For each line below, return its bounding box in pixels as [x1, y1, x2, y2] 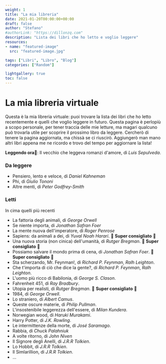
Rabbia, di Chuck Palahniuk [12, 328, 69, 334]
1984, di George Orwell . [12, 291, 60, 297]
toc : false [5, 76, 28, 81]
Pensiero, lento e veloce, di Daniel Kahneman [12, 173, 106, 179]
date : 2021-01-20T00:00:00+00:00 [5, 16, 74, 21]
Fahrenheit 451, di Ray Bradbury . [12, 280, 80, 286]
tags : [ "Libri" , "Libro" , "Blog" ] [5, 58, 77, 62]
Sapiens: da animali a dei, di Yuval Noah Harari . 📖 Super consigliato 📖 [12, 233, 156, 239]
